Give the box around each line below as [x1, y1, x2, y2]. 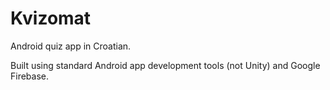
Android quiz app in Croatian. [10, 40, 132, 52]
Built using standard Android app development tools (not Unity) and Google [10, 59, 321, 71]
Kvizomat [10, 7, 92, 30]
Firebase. [10, 70, 50, 82]
